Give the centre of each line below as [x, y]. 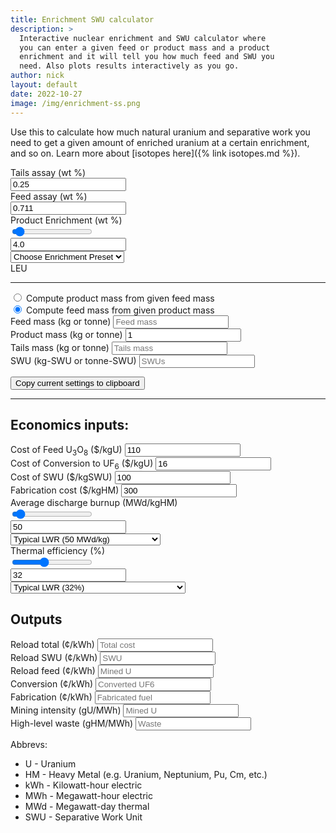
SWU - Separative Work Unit [83, 817]
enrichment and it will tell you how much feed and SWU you [147, 57]
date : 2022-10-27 [46, 94]
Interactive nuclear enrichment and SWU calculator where [143, 38]
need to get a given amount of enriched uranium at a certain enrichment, [160, 142]
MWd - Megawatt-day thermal [87, 806]
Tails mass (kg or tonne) [60, 347]
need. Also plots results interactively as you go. [129, 66]
